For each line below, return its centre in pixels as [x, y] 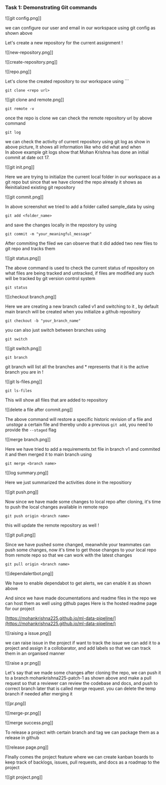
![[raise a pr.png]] [23, 663]
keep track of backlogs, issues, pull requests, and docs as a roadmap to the [83, 762]
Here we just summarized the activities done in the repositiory [68, 483]
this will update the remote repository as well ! [52, 525]
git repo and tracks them [30, 249]
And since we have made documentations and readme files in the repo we [81, 598]
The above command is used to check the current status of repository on [80, 268]
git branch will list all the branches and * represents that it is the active [77, 367]
